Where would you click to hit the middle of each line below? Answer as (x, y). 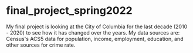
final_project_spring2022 (70, 11)
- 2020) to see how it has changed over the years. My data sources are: (93, 32)
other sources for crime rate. (41, 45)
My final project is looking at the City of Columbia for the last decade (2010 (97, 26)
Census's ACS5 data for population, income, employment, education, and (95, 39)
